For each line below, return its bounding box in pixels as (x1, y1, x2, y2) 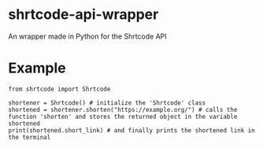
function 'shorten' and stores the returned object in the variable (8, 113, 238, 120)
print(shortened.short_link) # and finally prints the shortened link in (8, 126, 256, 135)
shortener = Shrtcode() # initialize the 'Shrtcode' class (8, 98, 206, 107)
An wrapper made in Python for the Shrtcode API (8, 31, 167, 41)
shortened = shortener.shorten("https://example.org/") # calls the (8, 105, 238, 113)
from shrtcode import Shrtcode (8, 85, 111, 93)
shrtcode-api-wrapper (8, 6, 159, 24)
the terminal (8, 133, 51, 141)
